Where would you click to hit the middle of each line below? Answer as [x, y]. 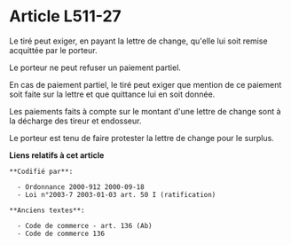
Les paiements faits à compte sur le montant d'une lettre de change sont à [145, 111]
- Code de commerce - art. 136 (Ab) [85, 225]
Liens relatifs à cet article [57, 155]
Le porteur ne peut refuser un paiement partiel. [95, 67]
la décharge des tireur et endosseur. [75, 121]
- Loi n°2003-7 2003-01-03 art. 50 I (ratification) [117, 194]
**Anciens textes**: [47, 210]
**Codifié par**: [41, 171]
